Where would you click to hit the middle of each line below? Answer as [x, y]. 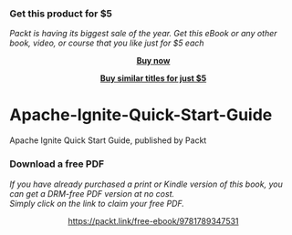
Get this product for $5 [61, 14]
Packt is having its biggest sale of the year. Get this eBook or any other [143, 34]
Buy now [153, 61]
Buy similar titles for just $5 [153, 78]
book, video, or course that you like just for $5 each [107, 43]
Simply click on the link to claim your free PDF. [97, 203]
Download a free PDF [57, 164]
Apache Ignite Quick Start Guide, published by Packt [108, 140]
